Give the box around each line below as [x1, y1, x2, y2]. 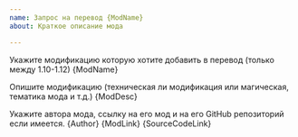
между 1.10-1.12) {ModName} [9, 64, 119, 75]
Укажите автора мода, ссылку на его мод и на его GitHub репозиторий [9, 108, 284, 119]
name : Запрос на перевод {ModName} [9, 13, 144, 23]
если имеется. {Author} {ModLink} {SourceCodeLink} [9, 118, 212, 129]
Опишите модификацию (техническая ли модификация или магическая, [9, 81, 290, 92]
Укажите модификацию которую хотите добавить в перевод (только [9, 54, 274, 65]
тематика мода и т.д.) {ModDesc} [9, 91, 139, 102]
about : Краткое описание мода [9, 22, 124, 31]
